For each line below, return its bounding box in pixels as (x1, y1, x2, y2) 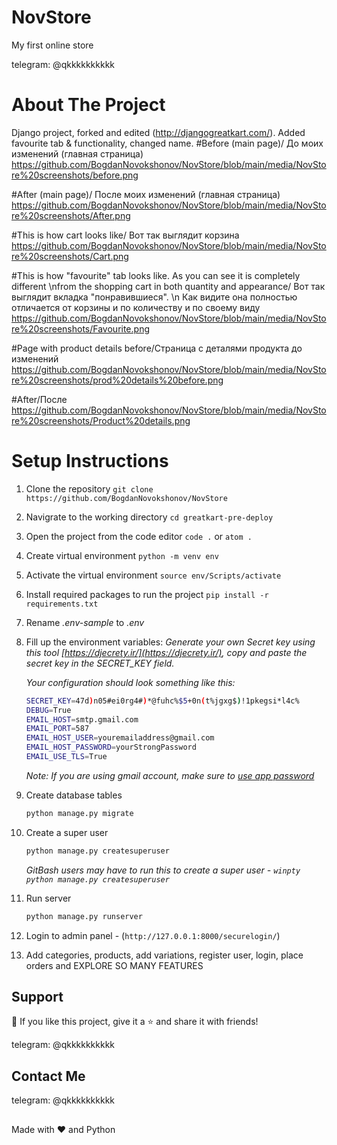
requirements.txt (25, 599, 99, 609)
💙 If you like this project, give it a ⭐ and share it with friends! (11, 1016, 259, 1028)
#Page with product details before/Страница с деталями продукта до (11, 342, 303, 354)
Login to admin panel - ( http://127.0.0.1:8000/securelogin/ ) (25, 929, 281, 941)
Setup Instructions (11, 450, 169, 473)
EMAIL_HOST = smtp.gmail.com (25, 714, 139, 725)
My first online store (11, 39, 94, 51)
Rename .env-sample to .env (25, 616, 145, 628)
